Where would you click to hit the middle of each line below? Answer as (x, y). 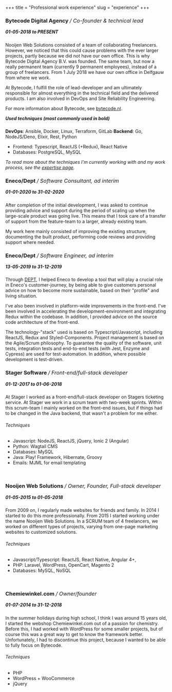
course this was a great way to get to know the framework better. (74, 634)
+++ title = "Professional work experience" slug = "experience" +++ (78, 7)
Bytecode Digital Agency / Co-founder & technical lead (74, 21)
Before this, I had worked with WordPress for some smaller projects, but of (84, 629)
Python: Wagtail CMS (35, 447)
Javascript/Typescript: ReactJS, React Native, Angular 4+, (74, 560)
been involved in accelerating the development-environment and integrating (86, 311)
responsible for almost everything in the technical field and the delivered (82, 93)
